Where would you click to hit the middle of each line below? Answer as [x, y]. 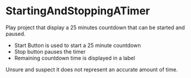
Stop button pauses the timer [50, 51]
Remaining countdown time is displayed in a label [74, 58]
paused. [16, 33]
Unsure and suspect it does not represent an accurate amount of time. [92, 69]
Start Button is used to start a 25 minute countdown [77, 45]
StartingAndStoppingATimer [78, 11]
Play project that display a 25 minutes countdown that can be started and [95, 27]
